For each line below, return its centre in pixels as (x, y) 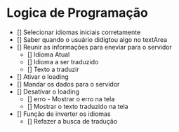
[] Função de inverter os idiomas (64, 114)
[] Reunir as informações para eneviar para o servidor (94, 47)
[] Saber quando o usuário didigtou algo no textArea (92, 39)
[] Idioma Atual (48, 54)
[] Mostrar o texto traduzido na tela (78, 106)
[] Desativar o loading (48, 91)
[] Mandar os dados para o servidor (68, 84)
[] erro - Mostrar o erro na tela (71, 98)
